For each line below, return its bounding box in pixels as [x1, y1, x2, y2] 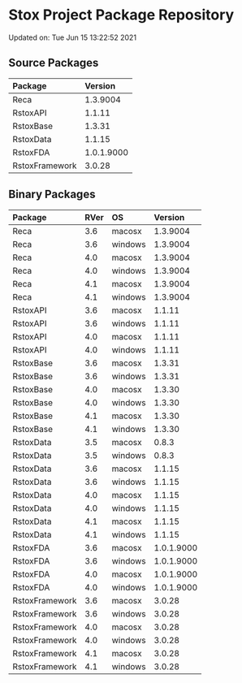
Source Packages [8, 56, 99, 70]
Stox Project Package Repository [8, 6, 235, 24]
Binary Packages [8, 188, 96, 201]
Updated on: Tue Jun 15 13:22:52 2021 [8, 32, 136, 42]
